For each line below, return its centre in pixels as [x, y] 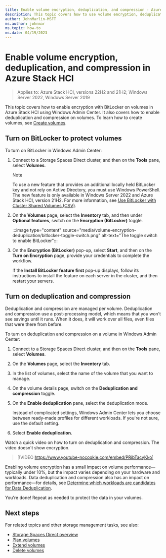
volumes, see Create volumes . [36, 123]
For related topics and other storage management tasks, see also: [72, 525]
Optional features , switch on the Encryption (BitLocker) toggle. [78, 220]
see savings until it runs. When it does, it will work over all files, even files [80, 319]
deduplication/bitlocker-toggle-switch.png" [56, 235]
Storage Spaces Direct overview [45, 535]
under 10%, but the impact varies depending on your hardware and [92, 472]
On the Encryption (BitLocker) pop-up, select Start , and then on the [82, 250]
